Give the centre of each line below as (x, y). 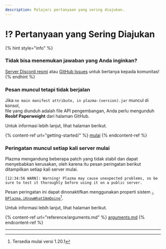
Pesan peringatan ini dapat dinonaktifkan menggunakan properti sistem (78, 192)
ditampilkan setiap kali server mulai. (41, 169)
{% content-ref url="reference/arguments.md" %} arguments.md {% (75, 217)
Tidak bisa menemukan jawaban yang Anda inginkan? (71, 61)
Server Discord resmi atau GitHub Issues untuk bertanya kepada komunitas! (82, 71)
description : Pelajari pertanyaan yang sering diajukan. (65, 10)
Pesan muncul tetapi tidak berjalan (48, 90)
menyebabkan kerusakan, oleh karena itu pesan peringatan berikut (73, 164)
